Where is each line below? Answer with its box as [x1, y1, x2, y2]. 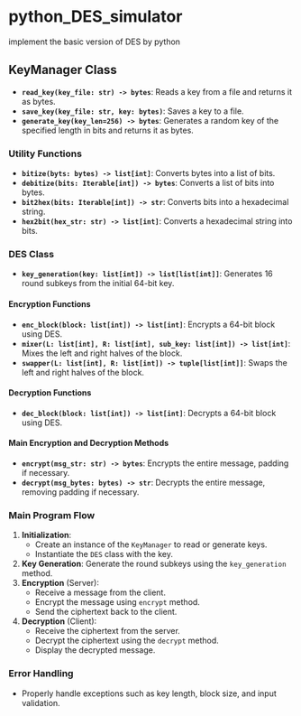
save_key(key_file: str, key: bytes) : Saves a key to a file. [21, 106, 244, 116]
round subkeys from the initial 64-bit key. [21, 278, 175, 289]
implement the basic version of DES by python [8, 36, 181, 47]
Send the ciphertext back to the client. [34, 607, 178, 618]
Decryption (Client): [21, 616, 97, 627]
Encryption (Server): [21, 578, 100, 589]
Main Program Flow [8, 508, 96, 521]
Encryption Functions [8, 298, 91, 309]
